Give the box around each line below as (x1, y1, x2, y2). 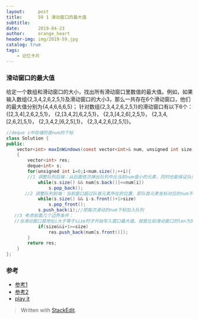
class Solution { (6, 135, 49, 141)
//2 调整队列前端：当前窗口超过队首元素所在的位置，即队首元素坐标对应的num (24, 191, 189, 197)
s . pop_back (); (48, 185, 84, 191)
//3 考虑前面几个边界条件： (14, 213, 73, 219)
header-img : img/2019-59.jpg (6, 36, 78, 42)
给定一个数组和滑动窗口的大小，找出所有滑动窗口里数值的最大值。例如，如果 (6, 88, 193, 95)
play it (14, 295, 30, 302)
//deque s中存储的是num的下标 (6, 130, 74, 135)
